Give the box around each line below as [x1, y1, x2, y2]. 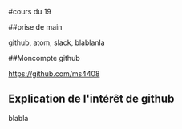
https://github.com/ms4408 [8, 69, 100, 79]
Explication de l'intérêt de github [8, 92, 175, 106]
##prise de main [8, 22, 63, 31]
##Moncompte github [8, 54, 80, 62]
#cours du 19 [8, 7, 52, 16]
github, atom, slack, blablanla [8, 38, 106, 47]
